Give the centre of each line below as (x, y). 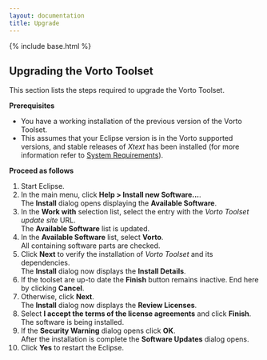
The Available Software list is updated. (85, 229)
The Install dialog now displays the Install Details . (103, 271)
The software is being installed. (72, 322)
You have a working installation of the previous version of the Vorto (131, 122)
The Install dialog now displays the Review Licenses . (109, 306)
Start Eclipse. (42, 186)
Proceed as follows (42, 171)
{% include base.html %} (50, 46)
